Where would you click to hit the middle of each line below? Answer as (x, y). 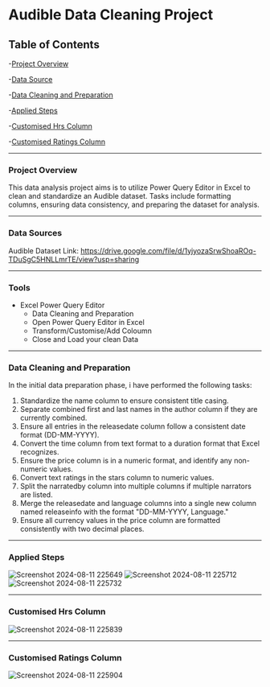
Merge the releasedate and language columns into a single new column (138, 504)
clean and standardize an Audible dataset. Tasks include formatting (120, 196)
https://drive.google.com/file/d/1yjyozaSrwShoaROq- (168, 250)
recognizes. (39, 452)
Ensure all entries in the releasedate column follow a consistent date (133, 426)
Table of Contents (54, 45)
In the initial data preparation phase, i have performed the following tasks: (130, 385)
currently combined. (53, 418)
